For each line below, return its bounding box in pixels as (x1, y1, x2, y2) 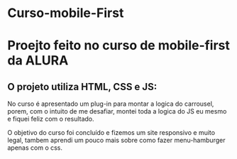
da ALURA (7, 53, 69, 69)
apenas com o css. (7, 143, 62, 152)
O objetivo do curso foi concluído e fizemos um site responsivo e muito (7, 128, 215, 137)
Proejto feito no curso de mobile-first (7, 38, 231, 54)
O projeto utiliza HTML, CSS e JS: (7, 80, 158, 93)
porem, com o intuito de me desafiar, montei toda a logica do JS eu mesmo (7, 107, 227, 116)
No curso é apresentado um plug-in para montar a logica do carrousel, (7, 99, 214, 108)
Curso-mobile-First (7, 5, 124, 21)
